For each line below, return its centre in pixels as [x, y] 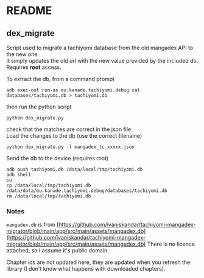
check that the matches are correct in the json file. [69, 129]
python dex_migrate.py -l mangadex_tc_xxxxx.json [71, 147]
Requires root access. [34, 67]
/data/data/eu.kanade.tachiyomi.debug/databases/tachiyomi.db [87, 191]
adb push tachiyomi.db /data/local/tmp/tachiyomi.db [75, 169]
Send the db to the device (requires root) [58, 158]
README [29, 11]
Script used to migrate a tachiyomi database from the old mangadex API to [100, 48]
